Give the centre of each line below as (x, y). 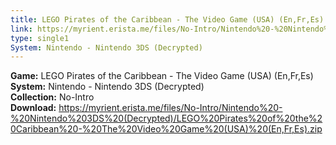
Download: (33, 108)
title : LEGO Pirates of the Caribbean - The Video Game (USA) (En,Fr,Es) (167, 19)
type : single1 (40, 38)
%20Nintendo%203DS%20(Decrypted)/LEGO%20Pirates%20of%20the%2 (166, 118)
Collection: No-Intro (52, 97)
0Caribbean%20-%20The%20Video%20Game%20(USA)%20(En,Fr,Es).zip (166, 129)
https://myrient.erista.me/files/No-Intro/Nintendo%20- (170, 108)
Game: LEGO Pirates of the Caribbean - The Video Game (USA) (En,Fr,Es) (162, 76)
